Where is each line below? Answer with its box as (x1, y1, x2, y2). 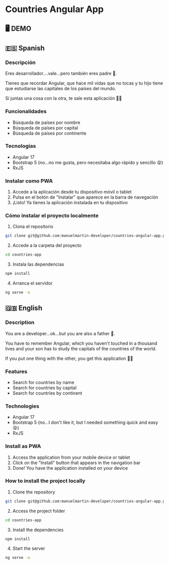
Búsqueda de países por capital (12, 124, 78, 131)
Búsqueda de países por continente (12, 130, 87, 136)
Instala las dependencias (12, 261, 64, 268)
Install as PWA (5, 443, 41, 450)
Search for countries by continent (12, 390, 82, 396)
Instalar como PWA (5, 177, 53, 184)
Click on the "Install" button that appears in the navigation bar (12, 460, 141, 466)
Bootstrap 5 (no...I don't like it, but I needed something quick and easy (12, 419, 158, 425)
